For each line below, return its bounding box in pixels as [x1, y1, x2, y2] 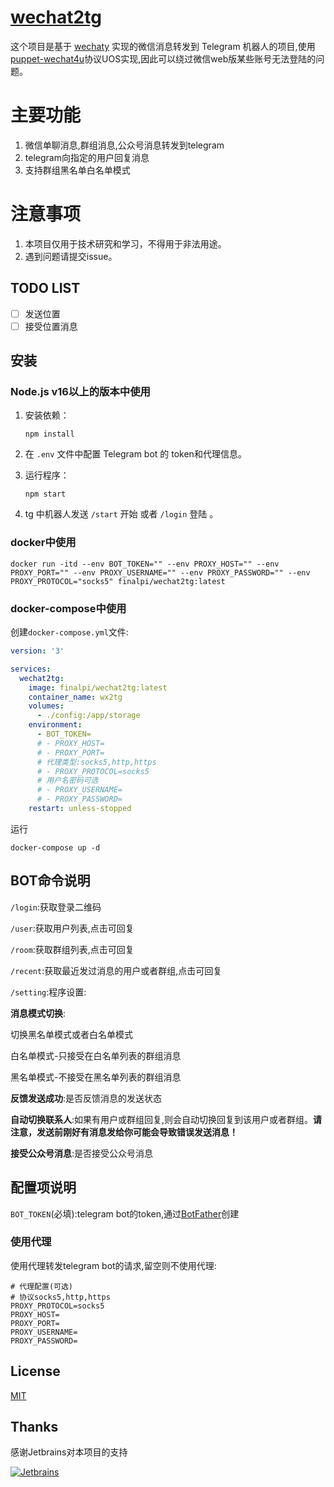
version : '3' [10, 646, 65, 656]
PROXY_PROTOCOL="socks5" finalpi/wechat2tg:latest [10, 576, 226, 586]
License [10, 1363, 61, 1380]
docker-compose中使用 [10, 601, 127, 615]
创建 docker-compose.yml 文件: [10, 626, 129, 638]
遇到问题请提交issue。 [24, 250, 118, 262]
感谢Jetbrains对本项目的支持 [10, 1446, 128, 1458]
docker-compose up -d [10, 842, 101, 853]
